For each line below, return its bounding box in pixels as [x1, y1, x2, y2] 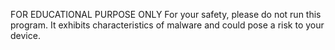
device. [10, 30, 41, 41]
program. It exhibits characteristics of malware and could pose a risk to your [10, 19, 325, 31]
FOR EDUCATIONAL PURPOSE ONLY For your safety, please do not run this [10, 9, 322, 20]
